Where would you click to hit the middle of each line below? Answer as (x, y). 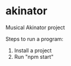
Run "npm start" (34, 56)
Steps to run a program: (34, 39)
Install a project (33, 50)
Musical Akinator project (35, 27)
